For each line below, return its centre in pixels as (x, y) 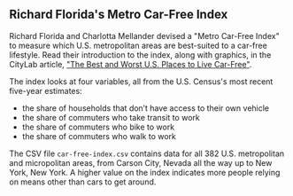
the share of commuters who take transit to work (111, 117)
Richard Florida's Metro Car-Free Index (119, 15)
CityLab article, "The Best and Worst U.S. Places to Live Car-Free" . (131, 64)
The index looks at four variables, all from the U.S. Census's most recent (141, 81)
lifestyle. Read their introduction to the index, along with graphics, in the (140, 55)
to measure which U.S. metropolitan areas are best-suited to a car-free (138, 45)
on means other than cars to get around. (83, 182)
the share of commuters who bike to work (98, 127)
